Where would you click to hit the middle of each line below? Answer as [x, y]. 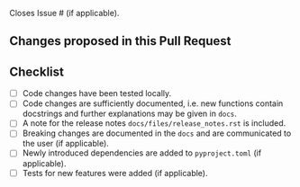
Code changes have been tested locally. [97, 93]
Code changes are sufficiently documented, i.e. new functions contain [153, 103]
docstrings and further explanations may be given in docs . [129, 114]
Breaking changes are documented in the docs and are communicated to [157, 133]
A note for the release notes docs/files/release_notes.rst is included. [154, 123]
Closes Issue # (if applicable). [64, 13]
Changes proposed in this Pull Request [120, 41]
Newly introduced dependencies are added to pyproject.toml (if [142, 153]
